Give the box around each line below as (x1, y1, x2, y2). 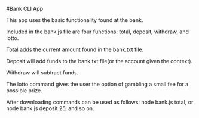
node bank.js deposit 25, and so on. (6, 105, 94, 112)
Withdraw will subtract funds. (6, 69, 79, 76)
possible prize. (6, 87, 43, 94)
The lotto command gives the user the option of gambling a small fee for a (6, 80, 189, 88)
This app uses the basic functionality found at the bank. (6, 17, 143, 23)
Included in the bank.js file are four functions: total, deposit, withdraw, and (6, 28, 189, 35)
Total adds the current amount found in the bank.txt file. (6, 46, 144, 53)
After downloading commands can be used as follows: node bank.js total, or (6, 98, 194, 105)
